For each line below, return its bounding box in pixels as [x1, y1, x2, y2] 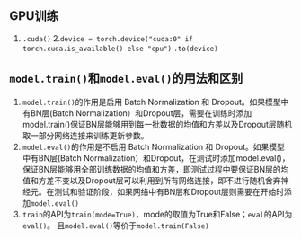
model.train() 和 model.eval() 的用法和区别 [9, 71, 243, 86]
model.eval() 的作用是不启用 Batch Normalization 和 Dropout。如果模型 [22, 141, 286, 152]
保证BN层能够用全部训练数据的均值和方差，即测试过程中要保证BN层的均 [22, 164, 289, 174]
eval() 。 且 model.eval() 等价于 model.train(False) [22, 219, 209, 231]
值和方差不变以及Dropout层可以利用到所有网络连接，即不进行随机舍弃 [22, 174, 281, 186]
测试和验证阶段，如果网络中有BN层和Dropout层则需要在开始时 [53, 186, 285, 197]
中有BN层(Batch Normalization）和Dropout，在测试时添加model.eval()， [22, 152, 290, 164]
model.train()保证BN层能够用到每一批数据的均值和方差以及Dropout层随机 [22, 119, 293, 129]
